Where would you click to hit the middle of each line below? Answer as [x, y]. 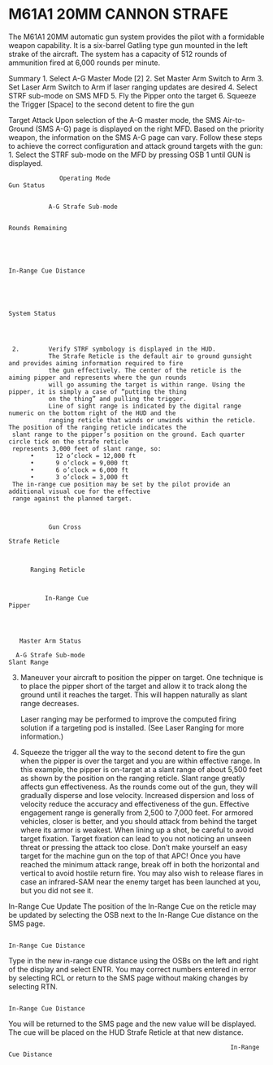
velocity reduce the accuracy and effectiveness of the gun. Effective [134, 804]
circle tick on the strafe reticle [69, 441]
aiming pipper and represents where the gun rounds [97, 378]
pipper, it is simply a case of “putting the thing [97, 391]
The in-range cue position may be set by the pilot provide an [121, 484]
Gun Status [27, 185]
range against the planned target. [72, 498]
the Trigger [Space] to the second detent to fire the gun [102, 104]
